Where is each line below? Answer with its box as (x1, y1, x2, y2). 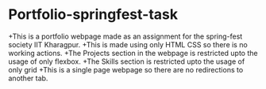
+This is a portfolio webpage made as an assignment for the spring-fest (8, 32, 243, 41)
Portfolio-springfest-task (8, 6, 179, 24)
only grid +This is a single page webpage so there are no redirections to (8, 65, 244, 74)
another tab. (8, 73, 48, 83)
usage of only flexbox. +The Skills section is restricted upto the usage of (8, 57, 245, 66)
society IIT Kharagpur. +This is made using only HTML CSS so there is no (8, 39, 248, 49)
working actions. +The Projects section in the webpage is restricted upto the (8, 48, 258, 57)
